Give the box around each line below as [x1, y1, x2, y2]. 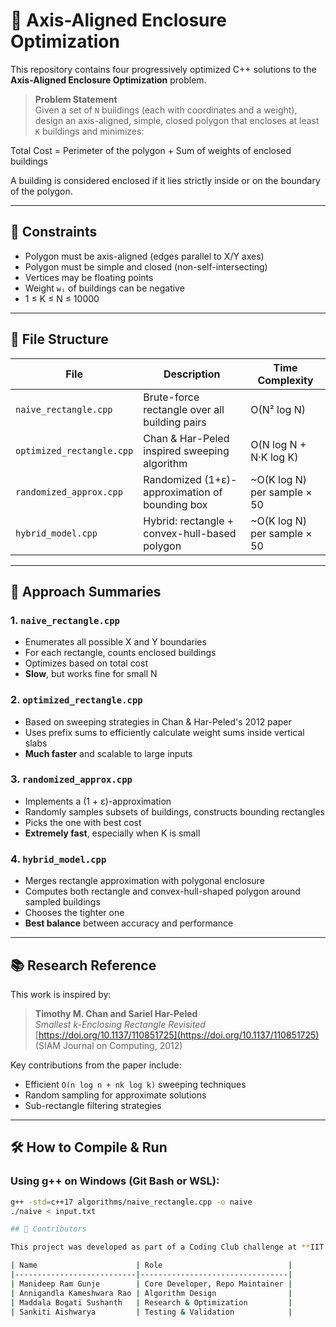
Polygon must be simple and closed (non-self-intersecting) [24, 260, 268, 273]
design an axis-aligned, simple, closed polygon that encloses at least [34, 114, 320, 126]
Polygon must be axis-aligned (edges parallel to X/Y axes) [24, 250, 265, 262]
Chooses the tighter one [24, 907, 125, 919]
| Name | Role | [10, 1260, 293, 1271]
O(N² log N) [250, 402, 306, 416]
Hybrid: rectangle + [143, 514, 235, 528]
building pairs [143, 415, 207, 429]
